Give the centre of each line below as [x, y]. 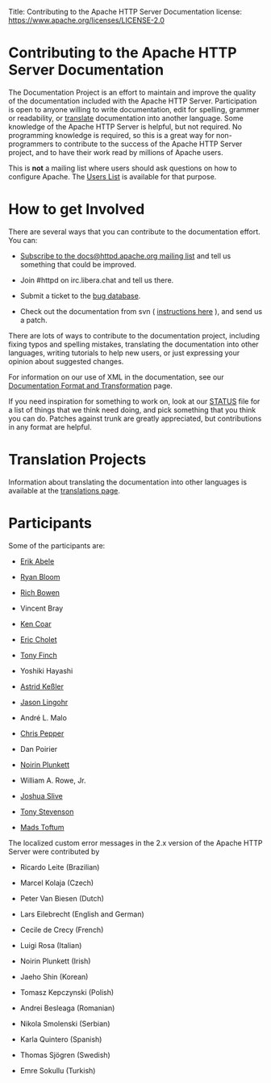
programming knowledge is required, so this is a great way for [112, 135]
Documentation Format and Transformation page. [91, 385]
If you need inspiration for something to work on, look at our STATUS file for [134, 401]
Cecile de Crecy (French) [62, 930]
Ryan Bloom [40, 577]
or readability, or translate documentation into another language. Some [126, 118]
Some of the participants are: [57, 545]
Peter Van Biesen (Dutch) [62, 898]
